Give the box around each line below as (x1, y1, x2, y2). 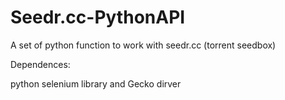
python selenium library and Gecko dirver (10, 77, 182, 90)
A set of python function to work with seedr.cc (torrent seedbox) (10, 39, 277, 51)
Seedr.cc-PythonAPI (10, 6, 186, 29)
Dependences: (10, 58, 71, 70)
